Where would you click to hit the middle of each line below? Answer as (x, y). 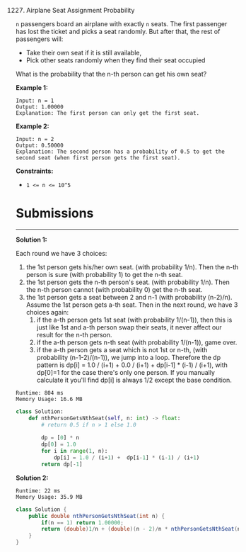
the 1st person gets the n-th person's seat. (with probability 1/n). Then (128, 282)
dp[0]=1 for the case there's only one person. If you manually (126, 372)
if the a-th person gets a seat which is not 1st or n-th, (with (122, 349)
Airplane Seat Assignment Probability (80, 10)
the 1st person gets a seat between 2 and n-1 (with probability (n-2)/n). (129, 297)
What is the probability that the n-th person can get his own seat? (111, 74)
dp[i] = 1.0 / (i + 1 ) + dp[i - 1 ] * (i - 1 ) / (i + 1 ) (127, 458)
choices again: (47, 312)
